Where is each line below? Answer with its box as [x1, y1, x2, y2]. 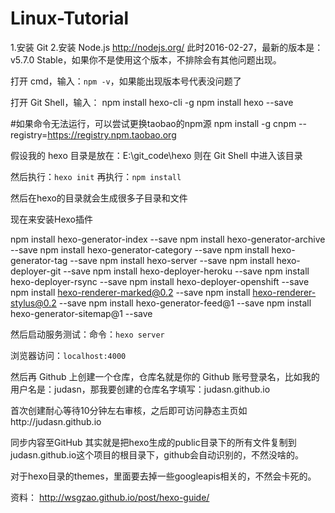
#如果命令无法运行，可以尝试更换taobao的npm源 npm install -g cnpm [10, 117, 297, 129]
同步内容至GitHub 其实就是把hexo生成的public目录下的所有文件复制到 [10, 436, 297, 448]
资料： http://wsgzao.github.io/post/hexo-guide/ [10, 491, 210, 503]
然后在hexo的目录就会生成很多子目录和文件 [10, 192, 188, 204]
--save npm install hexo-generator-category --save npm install [10, 243, 270, 256]
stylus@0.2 [10, 297, 57, 309]
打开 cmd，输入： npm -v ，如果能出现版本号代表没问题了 [10, 75, 242, 87]
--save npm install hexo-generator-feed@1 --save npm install [58, 297, 312, 309]
